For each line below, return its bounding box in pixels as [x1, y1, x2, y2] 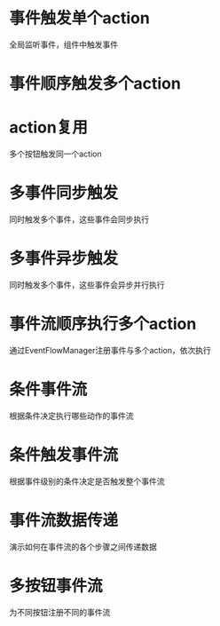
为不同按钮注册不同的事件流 [9, 606, 111, 617]
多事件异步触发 [9, 249, 119, 269]
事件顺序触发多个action [9, 74, 182, 94]
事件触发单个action [9, 8, 151, 28]
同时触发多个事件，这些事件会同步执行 [9, 214, 149, 225]
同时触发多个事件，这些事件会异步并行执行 [9, 279, 165, 289]
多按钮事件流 [9, 575, 104, 596]
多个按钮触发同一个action [9, 148, 102, 160]
